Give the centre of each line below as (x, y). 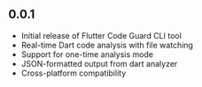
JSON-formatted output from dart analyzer (99, 63)
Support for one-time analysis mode (87, 54)
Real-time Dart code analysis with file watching (107, 45)
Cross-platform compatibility (74, 73)
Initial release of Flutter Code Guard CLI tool (101, 35)
